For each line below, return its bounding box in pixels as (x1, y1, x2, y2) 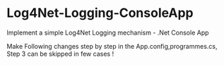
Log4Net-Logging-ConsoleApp (6, 5, 194, 21)
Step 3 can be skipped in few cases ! (6, 49, 114, 58)
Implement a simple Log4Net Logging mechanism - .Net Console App (6, 28, 209, 37)
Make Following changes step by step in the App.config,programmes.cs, (6, 42, 218, 50)
